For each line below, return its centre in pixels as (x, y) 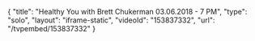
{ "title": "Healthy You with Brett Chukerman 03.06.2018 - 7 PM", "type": (127, 12)
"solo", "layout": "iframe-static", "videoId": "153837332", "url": (111, 20)
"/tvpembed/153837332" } (52, 29)
